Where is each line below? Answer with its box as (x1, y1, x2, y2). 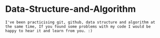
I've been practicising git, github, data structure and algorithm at (5, 20, 155, 25)
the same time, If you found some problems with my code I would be (5, 24, 151, 29)
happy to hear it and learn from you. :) (5, 28, 93, 33)
